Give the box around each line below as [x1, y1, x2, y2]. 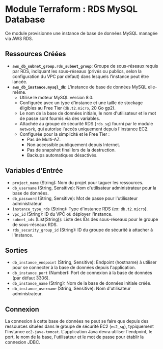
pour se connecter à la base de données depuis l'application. [12, 265, 136, 271]
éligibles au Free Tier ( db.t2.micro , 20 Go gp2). [19, 105, 116, 111]
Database [5, 14, 45, 25]
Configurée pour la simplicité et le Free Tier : [19, 131, 110, 137]
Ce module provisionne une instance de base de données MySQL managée [5, 30, 158, 36]
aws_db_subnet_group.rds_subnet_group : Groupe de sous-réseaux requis [12, 63, 159, 69]
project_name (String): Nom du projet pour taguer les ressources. [12, 179, 144, 186]
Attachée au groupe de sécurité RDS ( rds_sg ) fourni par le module [19, 120, 153, 126]
